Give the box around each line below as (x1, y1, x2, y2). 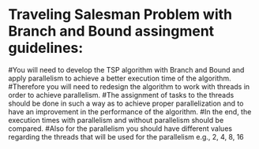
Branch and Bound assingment (8, 22, 215, 40)
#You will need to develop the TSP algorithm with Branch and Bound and (8, 65, 245, 74)
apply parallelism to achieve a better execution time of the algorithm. (8, 73, 231, 83)
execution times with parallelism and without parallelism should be (8, 115, 224, 125)
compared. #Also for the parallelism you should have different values (8, 124, 233, 133)
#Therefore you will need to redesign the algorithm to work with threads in (8, 81, 250, 91)
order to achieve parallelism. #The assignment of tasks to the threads (8, 90, 235, 99)
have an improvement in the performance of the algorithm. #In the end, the (8, 106, 252, 116)
